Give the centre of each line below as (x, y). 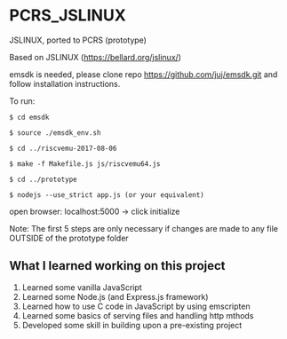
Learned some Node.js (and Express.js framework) (115, 296)
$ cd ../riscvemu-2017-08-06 (63, 148)
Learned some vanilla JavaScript (82, 287)
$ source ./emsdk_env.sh (55, 133)
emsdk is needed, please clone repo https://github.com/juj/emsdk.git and (143, 74)
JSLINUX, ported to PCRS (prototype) (78, 40)
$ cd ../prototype (43, 179)
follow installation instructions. (65, 83)
